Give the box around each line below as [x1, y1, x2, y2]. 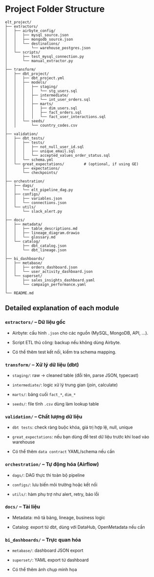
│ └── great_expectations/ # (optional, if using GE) [5, 161, 139, 167]
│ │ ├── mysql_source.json [5, 32, 69, 37]
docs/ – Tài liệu [5, 503, 41, 510]
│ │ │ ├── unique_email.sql [5, 148, 76, 153]
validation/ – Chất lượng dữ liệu [5, 413, 83, 420]
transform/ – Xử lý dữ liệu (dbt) [5, 361, 79, 368]
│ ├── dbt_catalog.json [5, 243, 67, 248]
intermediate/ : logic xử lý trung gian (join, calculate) [12, 382, 118, 388]
